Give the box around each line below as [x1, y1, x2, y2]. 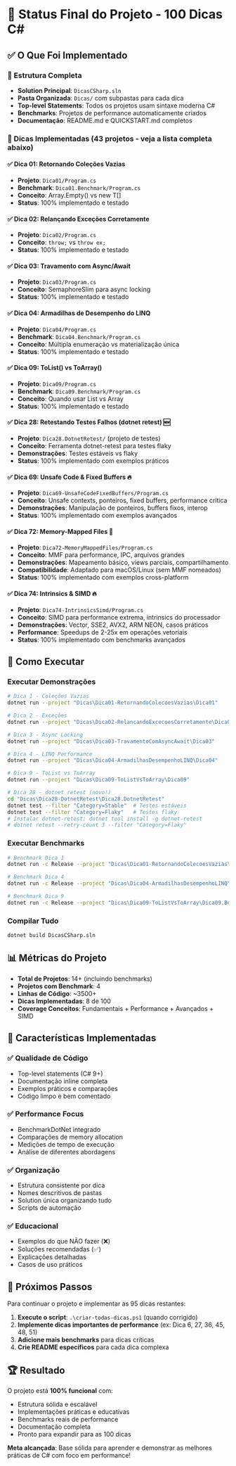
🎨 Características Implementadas [7, 1032, 157, 1044]
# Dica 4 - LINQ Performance [7, 751, 93, 758]
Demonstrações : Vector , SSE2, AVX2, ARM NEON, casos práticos [17, 620, 209, 629]
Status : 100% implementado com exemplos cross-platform [17, 573, 189, 582]
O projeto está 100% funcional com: [7, 1387, 114, 1395]
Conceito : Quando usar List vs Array [17, 394, 124, 403]
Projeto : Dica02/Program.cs [17, 231, 97, 239]
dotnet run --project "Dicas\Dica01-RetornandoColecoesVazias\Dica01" [7, 699, 218, 706]
